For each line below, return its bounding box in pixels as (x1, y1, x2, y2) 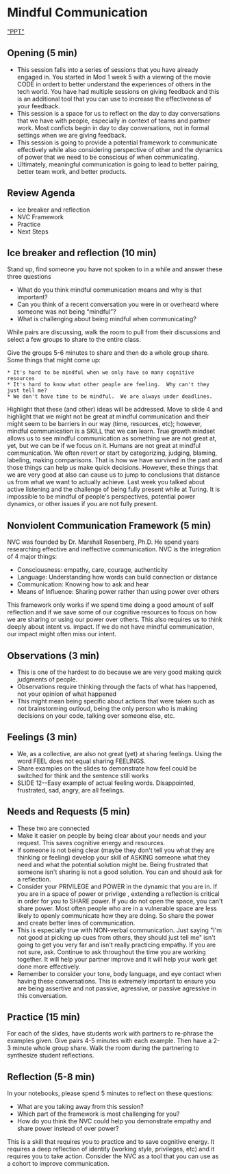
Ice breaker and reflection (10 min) (7, 247, 157, 258)
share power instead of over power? (16, 1125, 120, 1133)
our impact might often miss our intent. (7, 630, 116, 638)
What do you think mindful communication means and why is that (16, 286, 202, 294)
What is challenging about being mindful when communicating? (16, 315, 196, 323)
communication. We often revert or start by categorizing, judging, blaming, (7, 449, 218, 457)
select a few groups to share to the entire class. (7, 336, 142, 344)
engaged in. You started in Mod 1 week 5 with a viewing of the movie (16, 73, 211, 81)
